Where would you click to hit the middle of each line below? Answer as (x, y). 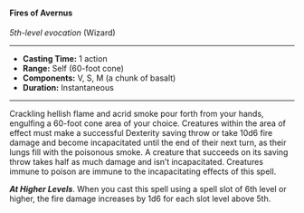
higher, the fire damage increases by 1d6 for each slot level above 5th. (140, 198)
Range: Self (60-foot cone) (73, 69)
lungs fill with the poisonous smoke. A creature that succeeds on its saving (149, 152)
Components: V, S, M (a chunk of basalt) (99, 78)
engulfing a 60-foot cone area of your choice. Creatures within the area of (148, 123)
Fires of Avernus (41, 13)
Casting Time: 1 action (65, 59)
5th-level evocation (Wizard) (62, 33)
